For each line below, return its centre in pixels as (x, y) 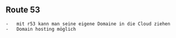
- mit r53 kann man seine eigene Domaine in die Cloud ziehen (88, 24)
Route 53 (23, 10)
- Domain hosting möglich (41, 29)
